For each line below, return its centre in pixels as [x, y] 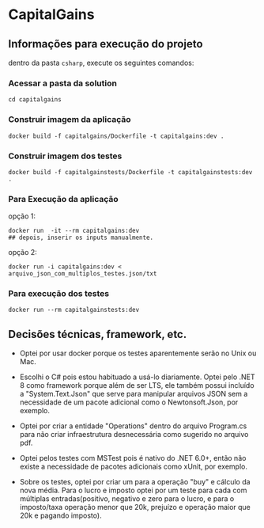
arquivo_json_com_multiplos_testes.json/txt [83, 274]
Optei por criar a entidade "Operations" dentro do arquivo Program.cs [133, 426]
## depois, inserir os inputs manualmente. [81, 238]
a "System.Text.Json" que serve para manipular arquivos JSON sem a [134, 394]
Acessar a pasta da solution [62, 83]
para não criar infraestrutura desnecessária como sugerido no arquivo [134, 435]
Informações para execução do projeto [106, 44]
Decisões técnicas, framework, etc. [98, 334]
